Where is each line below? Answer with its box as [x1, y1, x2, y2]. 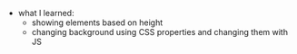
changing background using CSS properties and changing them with [31, 27, 289, 37]
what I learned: [17, 8, 74, 18]
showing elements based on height [31, 17, 163, 28]
